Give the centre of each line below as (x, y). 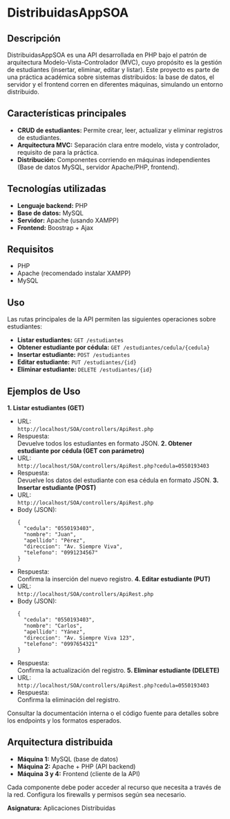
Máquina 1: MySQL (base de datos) (68, 759)
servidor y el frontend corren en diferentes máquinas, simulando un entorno (115, 84)
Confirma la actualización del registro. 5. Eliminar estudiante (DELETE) (118, 671)
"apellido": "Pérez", (55, 541)
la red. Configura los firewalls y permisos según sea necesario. (97, 794)
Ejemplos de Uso (44, 391)
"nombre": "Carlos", (53, 626)
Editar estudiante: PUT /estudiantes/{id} (77, 362)
